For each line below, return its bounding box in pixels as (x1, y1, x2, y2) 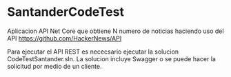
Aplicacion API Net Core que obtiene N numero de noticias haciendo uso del (7, 27, 224, 35)
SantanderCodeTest (7, 4, 124, 20)
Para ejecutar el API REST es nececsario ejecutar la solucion (7, 47, 179, 56)
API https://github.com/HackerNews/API (7, 34, 122, 42)
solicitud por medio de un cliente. (7, 62, 102, 70)
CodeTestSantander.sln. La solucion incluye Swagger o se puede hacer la (7, 54, 216, 63)
